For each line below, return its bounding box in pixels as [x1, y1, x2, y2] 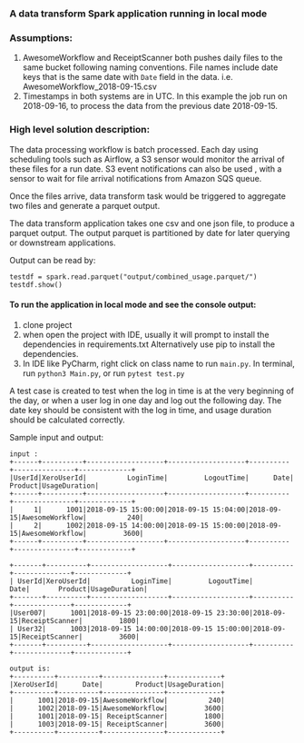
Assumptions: [9, 31, 74, 44]
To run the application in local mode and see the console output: [9, 299, 257, 311]
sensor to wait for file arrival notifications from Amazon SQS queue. [9, 173, 262, 183]
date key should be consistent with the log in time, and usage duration [9, 404, 272, 415]
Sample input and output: [9, 431, 104, 442]
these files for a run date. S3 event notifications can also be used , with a [9, 163, 282, 174]
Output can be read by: [9, 254, 96, 265]
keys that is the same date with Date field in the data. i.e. [22, 72, 233, 83]
